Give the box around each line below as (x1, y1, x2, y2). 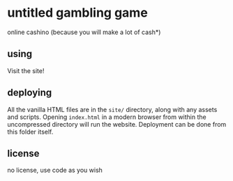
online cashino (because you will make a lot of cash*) (7, 28, 161, 36)
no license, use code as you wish (7, 166, 103, 175)
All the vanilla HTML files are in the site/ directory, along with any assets (7, 105, 218, 113)
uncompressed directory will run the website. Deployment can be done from (7, 120, 227, 128)
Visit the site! (7, 66, 45, 74)
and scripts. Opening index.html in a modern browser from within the (7, 113, 207, 121)
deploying (7, 87, 52, 99)
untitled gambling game (7, 5, 148, 21)
